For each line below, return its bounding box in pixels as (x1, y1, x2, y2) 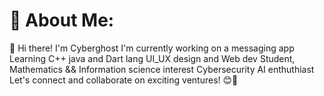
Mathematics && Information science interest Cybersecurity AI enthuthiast (9, 63, 315, 75)
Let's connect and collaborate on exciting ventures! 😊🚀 (9, 74, 239, 86)
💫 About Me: (9, 9, 115, 32)
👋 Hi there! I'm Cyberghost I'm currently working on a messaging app (9, 42, 295, 54)
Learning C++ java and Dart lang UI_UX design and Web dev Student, (9, 52, 296, 64)
